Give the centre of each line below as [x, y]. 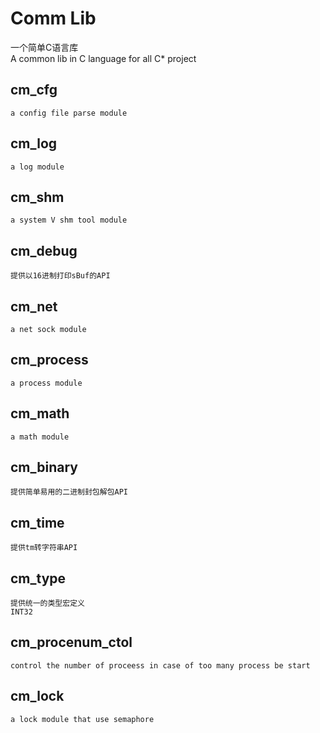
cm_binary [44, 467]
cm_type [38, 578]
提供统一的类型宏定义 [47, 603]
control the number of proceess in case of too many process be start [160, 665]
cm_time [37, 522]
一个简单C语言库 [44, 47]
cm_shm [37, 197]
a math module [40, 437]
